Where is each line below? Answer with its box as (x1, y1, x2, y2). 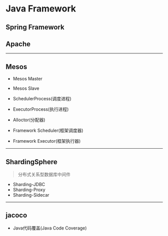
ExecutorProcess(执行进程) (12, 106, 69, 112)
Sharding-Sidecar (12, 192, 49, 198)
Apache (5, 39, 31, 48)
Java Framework (5, 3, 76, 14)
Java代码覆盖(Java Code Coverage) (12, 225, 87, 231)
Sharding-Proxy (12, 187, 45, 193)
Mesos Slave (12, 85, 39, 91)
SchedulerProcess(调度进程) (12, 96, 72, 102)
